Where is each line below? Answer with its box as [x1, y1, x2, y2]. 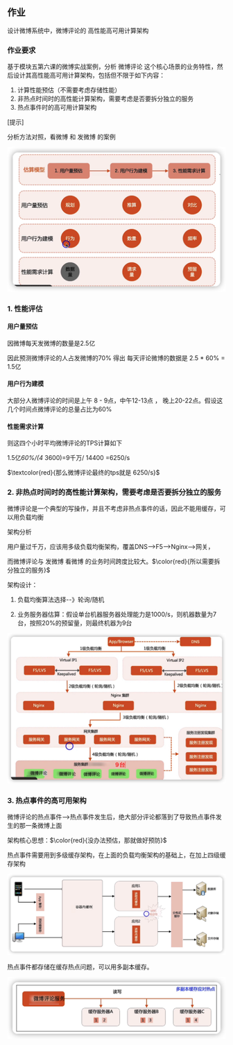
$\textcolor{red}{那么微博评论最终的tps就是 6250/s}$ [7, 468, 160, 477]
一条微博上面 [25, 822, 62, 830]
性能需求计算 [7, 422, 44, 430]
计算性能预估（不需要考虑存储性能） [17, 86, 121, 94]
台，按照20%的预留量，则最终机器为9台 [17, 619, 132, 627]
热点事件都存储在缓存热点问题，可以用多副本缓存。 [7, 962, 153, 971]
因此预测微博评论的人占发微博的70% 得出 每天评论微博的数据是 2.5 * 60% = [7, 353, 225, 362]
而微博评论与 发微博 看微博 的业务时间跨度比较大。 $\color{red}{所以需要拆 [7, 557, 221, 566]
